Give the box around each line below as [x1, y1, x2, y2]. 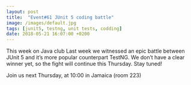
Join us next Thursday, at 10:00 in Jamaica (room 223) [6, 72, 142, 79]
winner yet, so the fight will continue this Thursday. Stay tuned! [6, 60, 162, 68]
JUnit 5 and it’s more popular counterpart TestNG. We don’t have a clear [6, 54, 185, 61]
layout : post [6, 8, 39, 15]
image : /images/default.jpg [6, 20, 77, 26]
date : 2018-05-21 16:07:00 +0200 [6, 31, 90, 37]
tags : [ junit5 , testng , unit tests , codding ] [6, 25, 122, 32]
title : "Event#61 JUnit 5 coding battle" [6, 14, 114, 20]
